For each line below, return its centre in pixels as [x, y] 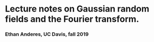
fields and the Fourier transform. [72, 19]
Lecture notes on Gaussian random [77, 9]
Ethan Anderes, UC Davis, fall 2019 [47, 34]
